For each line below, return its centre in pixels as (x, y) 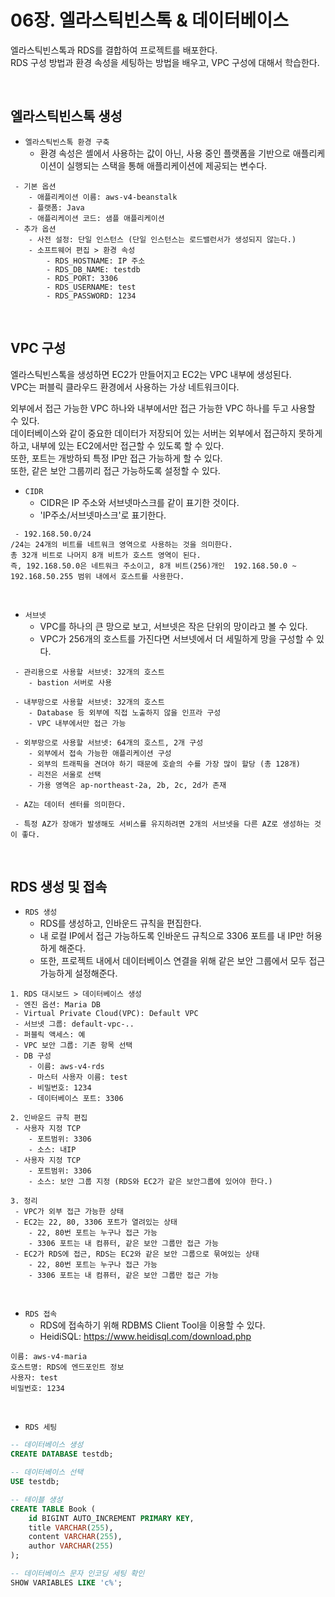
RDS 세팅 (41, 1427)
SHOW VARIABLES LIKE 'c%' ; (66, 1582)
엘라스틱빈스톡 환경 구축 (67, 142)
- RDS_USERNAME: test (91, 287)
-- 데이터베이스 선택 (47, 1472)
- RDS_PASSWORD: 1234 (91, 296)
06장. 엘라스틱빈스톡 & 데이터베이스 (149, 20)
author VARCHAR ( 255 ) (71, 1546)
